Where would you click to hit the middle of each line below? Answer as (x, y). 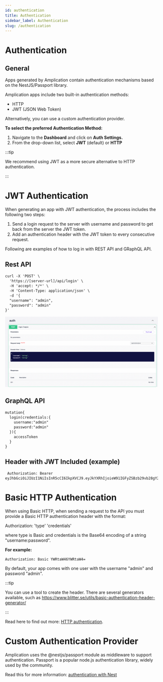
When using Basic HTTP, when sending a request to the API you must (75, 511)
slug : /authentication (28, 26)
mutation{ (15, 413)
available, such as (23, 597)
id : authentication (25, 10)
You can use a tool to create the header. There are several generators (74, 592)
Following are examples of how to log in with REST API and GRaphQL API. (78, 249)
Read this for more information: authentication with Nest (61, 674)
